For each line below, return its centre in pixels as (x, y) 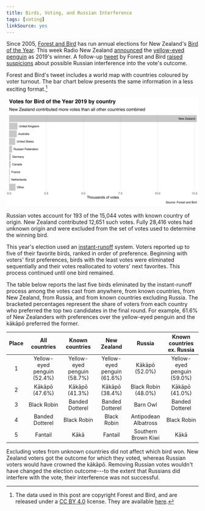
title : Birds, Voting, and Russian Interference (69, 13)
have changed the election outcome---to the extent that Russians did (93, 471)
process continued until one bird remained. (60, 273)
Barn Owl (146, 405)
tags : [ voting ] (26, 19)
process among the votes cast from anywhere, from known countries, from (101, 291)
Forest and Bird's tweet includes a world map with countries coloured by (97, 75)
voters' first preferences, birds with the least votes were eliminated (91, 260)
